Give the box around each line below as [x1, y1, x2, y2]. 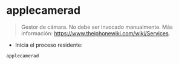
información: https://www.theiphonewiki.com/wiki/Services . [21, 29, 171, 36]
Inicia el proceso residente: [15, 41, 83, 48]
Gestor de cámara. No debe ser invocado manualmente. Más [21, 23, 174, 31]
